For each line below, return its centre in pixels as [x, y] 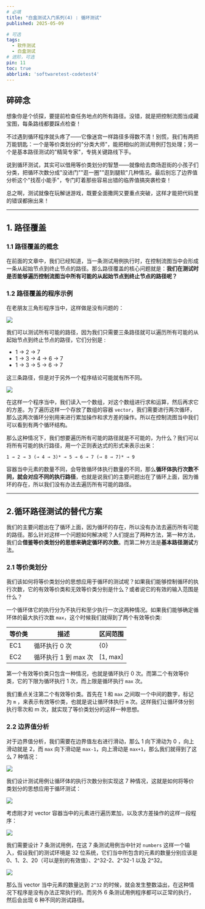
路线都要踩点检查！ [57, 124]
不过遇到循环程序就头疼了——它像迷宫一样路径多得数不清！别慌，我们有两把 [103, 137]
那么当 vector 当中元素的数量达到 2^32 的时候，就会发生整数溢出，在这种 [98, 885]
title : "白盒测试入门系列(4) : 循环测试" [54, 18]
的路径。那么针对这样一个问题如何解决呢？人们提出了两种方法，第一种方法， [103, 534]
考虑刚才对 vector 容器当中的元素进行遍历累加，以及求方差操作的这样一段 [99, 813]
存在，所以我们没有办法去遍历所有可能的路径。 [76, 484]
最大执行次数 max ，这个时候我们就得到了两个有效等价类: [92, 617]
